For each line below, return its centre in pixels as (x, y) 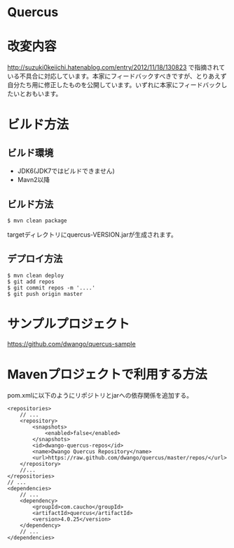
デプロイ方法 (35, 259)
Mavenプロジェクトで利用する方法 (108, 374)
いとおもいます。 (37, 94)
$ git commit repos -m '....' (51, 288)
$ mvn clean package (37, 221)
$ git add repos (31, 282)
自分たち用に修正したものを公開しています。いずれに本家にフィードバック (114, 85)
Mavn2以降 (34, 180)
